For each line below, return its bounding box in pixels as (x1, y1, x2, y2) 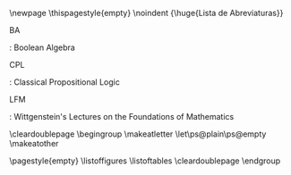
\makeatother (9, 138, 59, 148)
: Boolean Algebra (9, 42, 76, 53)
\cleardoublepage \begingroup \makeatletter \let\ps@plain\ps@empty (9, 129, 267, 139)
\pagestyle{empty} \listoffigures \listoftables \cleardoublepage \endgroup (9, 155, 281, 166)
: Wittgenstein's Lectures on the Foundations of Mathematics (9, 112, 235, 121)
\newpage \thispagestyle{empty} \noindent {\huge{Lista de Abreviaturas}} (9, 8, 284, 18)
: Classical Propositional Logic (9, 77, 121, 87)
